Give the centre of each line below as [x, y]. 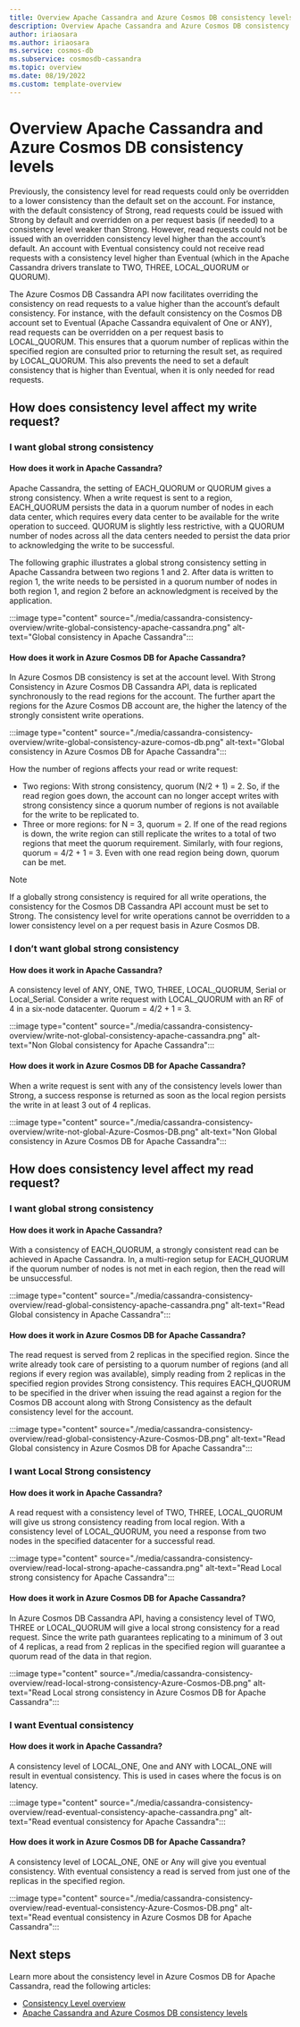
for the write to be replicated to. [80, 815]
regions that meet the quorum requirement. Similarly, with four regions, [153, 844]
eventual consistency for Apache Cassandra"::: [139, 1821]
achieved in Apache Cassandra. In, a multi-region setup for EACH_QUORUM [149, 1259]
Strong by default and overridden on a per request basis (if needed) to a [142, 219]
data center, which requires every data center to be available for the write [144, 517]
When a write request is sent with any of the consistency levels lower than [146, 1086]
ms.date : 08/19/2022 [48, 76]
